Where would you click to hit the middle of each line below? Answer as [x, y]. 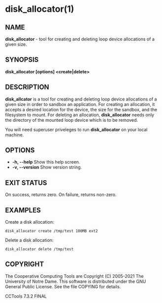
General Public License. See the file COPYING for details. [63, 286]
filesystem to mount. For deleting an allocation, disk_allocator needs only [80, 115]
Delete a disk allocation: [29, 240]
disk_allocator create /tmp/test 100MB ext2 [51, 231]
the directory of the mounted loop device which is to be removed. [72, 120]
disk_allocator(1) [40, 9]
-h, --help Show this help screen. [46, 162]
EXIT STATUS [26, 183]
